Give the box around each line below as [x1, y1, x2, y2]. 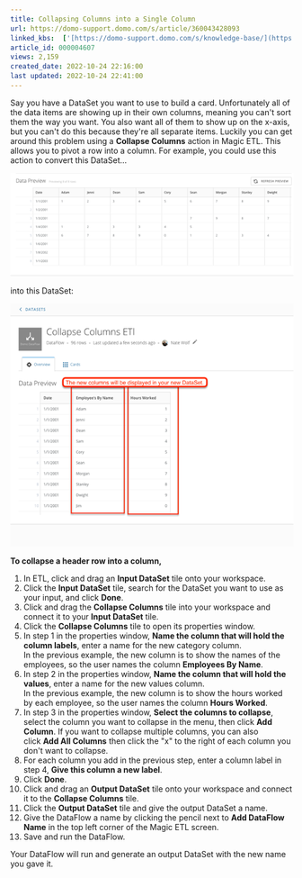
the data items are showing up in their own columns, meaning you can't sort [10, 106, 291, 117]
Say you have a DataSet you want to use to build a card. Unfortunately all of [10, 97, 290, 108]
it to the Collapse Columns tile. [22, 793, 139, 804]
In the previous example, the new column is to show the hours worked [22, 688, 283, 699]
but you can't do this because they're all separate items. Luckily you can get [10, 126, 293, 137]
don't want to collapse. [22, 746, 109, 756]
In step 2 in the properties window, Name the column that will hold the [22, 669, 287, 680]
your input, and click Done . [22, 593, 124, 603]
